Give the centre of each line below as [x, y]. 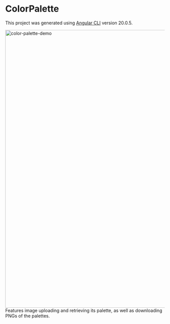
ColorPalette [32, 9]
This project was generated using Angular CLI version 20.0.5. [69, 23]
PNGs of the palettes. [28, 316]
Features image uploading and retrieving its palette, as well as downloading [84, 310]
